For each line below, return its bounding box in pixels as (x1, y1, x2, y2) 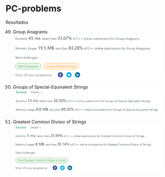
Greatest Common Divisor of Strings (12, 119, 87, 125)
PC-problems (5, 3, 62, 14)
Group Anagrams (12, 29, 48, 35)
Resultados (5, 19, 29, 25)
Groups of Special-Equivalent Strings (12, 84, 88, 90)
